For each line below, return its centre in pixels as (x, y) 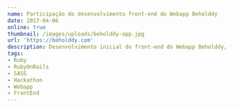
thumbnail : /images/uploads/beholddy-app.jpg (76, 34)
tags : (15, 54)
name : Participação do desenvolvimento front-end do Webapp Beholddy (113, 14)
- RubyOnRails (28, 67)
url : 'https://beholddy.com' (51, 40)
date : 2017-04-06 (33, 21)
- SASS (17, 73)
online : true (27, 27)
